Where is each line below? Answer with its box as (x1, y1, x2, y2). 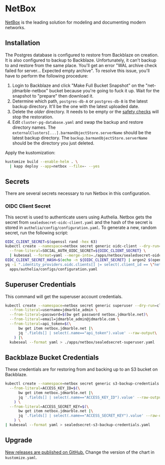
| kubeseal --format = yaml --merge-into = (9, 253, 93, 258)
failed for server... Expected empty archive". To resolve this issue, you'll (5, 68, 150, 73)
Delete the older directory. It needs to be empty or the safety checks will (12, 108, 159, 114)
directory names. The (12, 124, 56, 130)
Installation (5, 39, 40, 47)
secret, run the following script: (5, 230, 69, 236)
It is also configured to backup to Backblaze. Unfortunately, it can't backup (5, 57, 157, 63)
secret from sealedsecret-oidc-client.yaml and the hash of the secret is (5, 219, 153, 225)
